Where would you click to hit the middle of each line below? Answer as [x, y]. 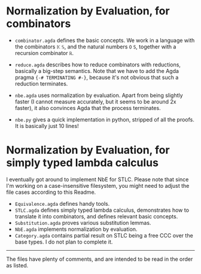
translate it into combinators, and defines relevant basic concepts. [96, 216]
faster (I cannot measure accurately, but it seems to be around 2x [95, 101]
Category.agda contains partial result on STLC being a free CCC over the [104, 235]
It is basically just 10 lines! [47, 126]
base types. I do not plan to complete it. [64, 242]
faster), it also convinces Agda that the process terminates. [88, 108]
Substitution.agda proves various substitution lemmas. [83, 223]
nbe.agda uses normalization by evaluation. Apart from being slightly [99, 95]
